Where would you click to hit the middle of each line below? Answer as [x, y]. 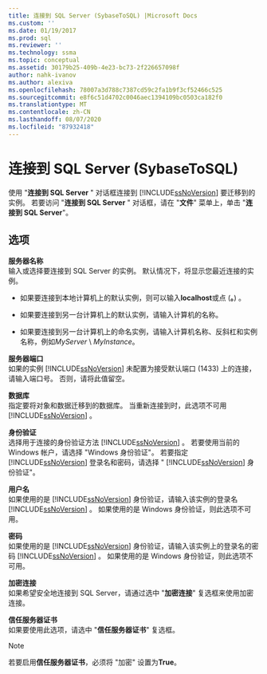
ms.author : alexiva [41, 82]
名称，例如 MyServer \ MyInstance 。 [79, 341]
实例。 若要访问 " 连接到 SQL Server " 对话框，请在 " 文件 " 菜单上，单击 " [127, 202]
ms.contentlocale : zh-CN [49, 112]
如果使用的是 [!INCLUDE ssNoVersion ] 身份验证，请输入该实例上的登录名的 [130, 546]
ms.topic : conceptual [44, 61]
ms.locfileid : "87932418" [51, 127]
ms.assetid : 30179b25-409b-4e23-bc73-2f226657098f [94, 68]
